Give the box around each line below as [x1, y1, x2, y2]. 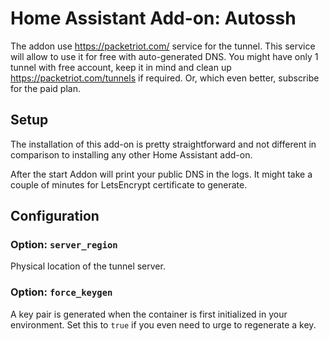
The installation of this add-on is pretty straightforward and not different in [10, 138, 317, 150]
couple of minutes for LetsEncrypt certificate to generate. [10, 178, 248, 191]
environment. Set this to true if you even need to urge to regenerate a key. [10, 318, 317, 331]
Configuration [10, 208, 100, 225]
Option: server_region [10, 238, 118, 252]
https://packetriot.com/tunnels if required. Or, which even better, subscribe [10, 72, 320, 84]
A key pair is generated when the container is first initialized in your [10, 308, 288, 320]
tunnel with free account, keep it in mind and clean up [10, 61, 232, 73]
